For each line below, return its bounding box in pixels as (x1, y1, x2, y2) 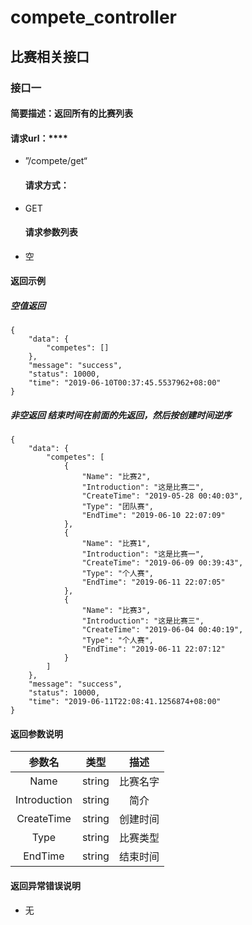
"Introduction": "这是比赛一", (81, 549, 205, 560)
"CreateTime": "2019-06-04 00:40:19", (81, 625, 244, 635)
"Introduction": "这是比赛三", (81, 616, 205, 626)
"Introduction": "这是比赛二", (81, 482, 205, 493)
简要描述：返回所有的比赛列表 (10, 107, 133, 120)
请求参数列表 (24, 226, 78, 238)
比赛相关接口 (10, 48, 90, 65)
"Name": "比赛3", (81, 606, 152, 616)
